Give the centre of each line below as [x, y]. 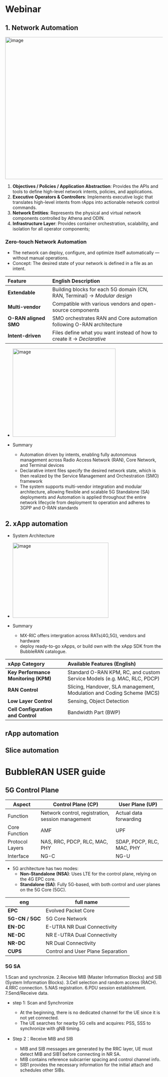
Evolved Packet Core [70, 910]
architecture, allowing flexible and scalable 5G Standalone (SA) [85, 492]
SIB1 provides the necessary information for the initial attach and [86, 1065]
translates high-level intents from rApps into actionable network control [86, 202]
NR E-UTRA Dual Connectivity [81, 935]
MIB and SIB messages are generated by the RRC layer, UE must [86, 1049]
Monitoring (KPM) [29, 679]
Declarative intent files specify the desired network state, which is [88, 471]
